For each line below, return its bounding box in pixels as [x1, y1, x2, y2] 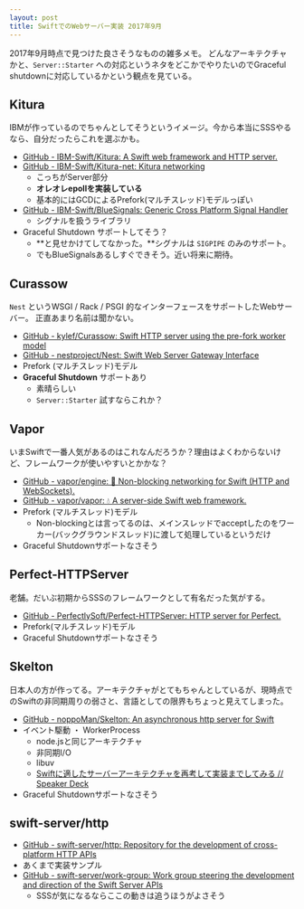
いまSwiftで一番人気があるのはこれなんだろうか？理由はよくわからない [9, 446, 274, 457]
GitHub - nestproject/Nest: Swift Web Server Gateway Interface [22, 350, 260, 361]
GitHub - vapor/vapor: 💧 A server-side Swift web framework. [22, 495, 247, 506]
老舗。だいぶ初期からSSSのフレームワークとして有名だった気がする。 [9, 592, 271, 602]
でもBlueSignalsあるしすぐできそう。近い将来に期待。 [35, 250, 238, 260]
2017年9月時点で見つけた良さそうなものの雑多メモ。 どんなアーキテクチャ [9, 47, 288, 59]
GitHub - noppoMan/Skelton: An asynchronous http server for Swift [22, 714, 274, 724]
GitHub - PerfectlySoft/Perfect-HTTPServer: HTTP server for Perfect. [22, 610, 281, 620]
